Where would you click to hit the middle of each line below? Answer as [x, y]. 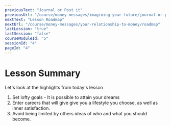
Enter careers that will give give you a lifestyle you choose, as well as [85, 103]
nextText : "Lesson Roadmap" [35, 19]
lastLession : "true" [27, 29]
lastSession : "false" [28, 34]
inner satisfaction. [31, 108]
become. [21, 119]
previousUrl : [19, 15]
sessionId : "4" [21, 43]
